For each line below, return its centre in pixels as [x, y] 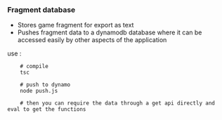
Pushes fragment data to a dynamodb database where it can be [110, 32]
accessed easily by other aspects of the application [92, 40]
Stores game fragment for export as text [76, 25]
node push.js [39, 91]
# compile [34, 67]
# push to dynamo [45, 85]
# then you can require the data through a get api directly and [118, 103]
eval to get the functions [47, 109]
